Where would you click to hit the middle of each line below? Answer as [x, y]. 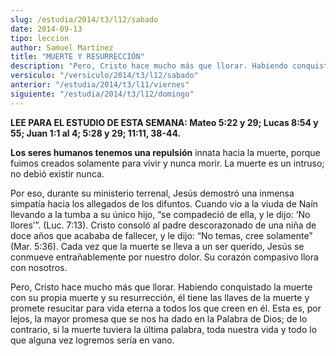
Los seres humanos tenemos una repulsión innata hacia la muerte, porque [165, 152]
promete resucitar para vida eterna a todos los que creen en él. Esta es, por [166, 308]
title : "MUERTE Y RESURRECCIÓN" [77, 57]
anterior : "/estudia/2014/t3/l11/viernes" [100, 85]
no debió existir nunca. [57, 173]
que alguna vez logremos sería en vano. [92, 340]
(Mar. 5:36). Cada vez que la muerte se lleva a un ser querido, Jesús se [157, 246]
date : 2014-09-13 [46, 29]
